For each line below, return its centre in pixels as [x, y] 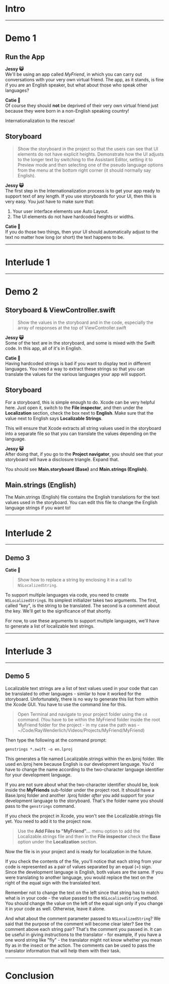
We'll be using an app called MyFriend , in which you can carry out [74, 74]
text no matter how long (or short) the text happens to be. [65, 237]
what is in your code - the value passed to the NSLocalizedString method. [82, 898]
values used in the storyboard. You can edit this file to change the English [81, 503]
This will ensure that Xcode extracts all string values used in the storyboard [83, 428]
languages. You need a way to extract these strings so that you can [75, 369]
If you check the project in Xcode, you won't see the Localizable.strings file [83, 816]
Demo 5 [18, 676]
